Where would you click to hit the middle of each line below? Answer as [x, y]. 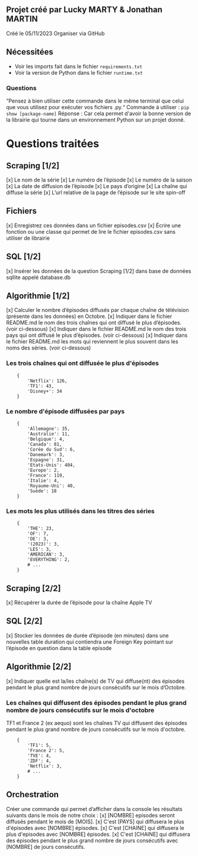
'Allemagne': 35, [49, 429]
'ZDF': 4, [39, 761]
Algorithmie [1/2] [38, 296]
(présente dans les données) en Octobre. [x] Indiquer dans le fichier [89, 316]
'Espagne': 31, [46, 460]
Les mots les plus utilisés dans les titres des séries [81, 511]
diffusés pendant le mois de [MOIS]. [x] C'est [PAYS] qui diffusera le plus [95, 822]
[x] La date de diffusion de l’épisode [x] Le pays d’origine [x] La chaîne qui [97, 186]
